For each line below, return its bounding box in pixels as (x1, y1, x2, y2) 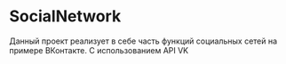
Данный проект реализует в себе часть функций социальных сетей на (9, 36, 278, 46)
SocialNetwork (9, 6, 122, 27)
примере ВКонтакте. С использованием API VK (9, 44, 189, 55)
